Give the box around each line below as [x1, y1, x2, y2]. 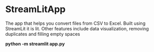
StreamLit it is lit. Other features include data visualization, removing [5, 25, 149, 31]
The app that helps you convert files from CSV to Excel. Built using [5, 20, 146, 26]
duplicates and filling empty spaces [5, 31, 80, 37]
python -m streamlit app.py [5, 40, 65, 46]
